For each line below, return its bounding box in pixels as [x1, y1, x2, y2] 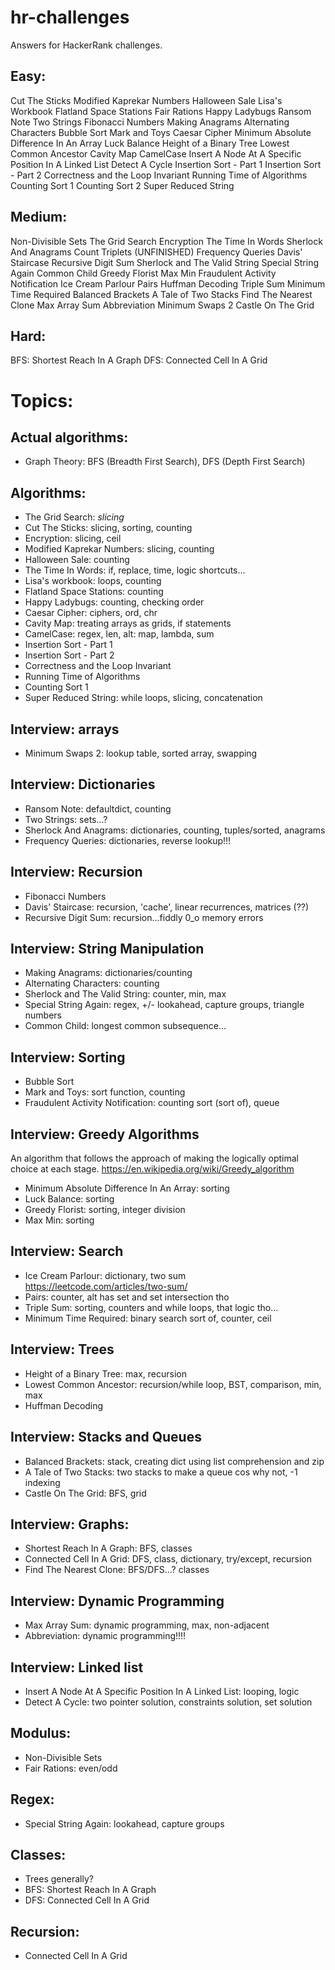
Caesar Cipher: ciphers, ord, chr [24, 607, 158, 619]
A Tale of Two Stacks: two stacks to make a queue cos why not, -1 [24, 1466, 298, 1478]
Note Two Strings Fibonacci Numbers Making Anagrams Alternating [10, 116, 290, 128]
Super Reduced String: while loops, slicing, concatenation [24, 692, 263, 704]
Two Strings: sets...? [24, 813, 108, 825]
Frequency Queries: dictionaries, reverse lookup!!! [24, 834, 232, 846]
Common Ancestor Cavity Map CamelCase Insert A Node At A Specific [10, 147, 302, 160]
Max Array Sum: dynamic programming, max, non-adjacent [24, 1619, 270, 1631]
